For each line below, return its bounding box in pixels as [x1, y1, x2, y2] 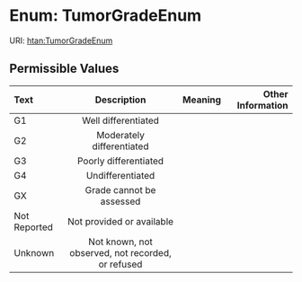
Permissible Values [9, 61, 120, 76]
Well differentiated [82, 114, 160, 127]
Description [94, 93, 147, 106]
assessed [100, 195, 141, 207]
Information [236, 99, 289, 111]
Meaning [182, 93, 222, 106]
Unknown [13, 246, 55, 259]
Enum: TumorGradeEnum [9, 5, 202, 26]
